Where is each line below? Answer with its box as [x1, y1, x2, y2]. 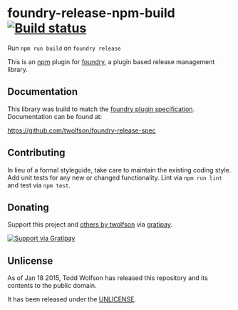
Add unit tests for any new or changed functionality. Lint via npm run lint [7, 173, 223, 182]
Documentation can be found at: [7, 112, 103, 120]
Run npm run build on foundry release [7, 43, 121, 52]
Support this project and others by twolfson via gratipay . [7, 220, 173, 229]
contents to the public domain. [7, 281, 97, 290]
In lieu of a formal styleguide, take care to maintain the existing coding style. [7, 165, 232, 174]
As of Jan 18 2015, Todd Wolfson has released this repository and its [7, 274, 208, 282]
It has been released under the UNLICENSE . [7, 295, 137, 304]
